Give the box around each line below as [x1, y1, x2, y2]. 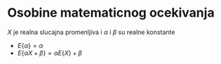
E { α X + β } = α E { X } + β [17, 49, 83, 57]
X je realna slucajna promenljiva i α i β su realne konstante [7, 28, 175, 36]
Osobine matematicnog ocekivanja [7, 5, 215, 21]
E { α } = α [17, 41, 43, 49]
